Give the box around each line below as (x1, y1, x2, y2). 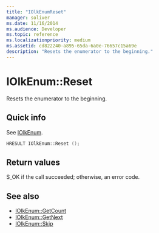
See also (6, 191, 39, 201)
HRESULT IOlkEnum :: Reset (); (6, 141, 80, 147)
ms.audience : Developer (6, 26, 67, 32)
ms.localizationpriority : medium (6, 37, 91, 43)
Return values (6, 157, 61, 167)
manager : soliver (6, 15, 50, 21)
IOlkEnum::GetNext (15, 214, 63, 221)
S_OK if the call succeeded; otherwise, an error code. (6, 173, 140, 181)
